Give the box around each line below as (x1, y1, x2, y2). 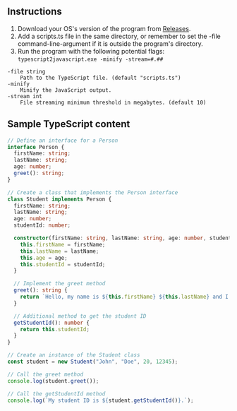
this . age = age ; (20, 254, 68, 261)
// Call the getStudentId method (7, 390, 106, 398)
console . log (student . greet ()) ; (7, 377, 99, 384)
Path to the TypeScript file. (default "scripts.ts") (20, 74, 181, 81)
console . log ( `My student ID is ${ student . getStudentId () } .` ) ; (7, 397, 194, 404)
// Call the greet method (7, 371, 83, 378)
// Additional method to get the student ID (13, 312, 147, 320)
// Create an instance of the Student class (7, 352, 140, 359)
